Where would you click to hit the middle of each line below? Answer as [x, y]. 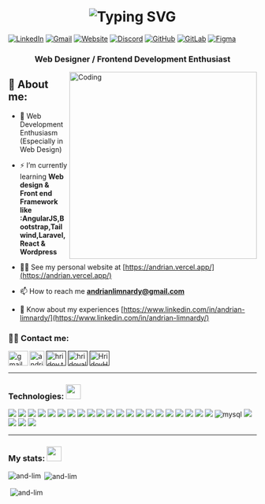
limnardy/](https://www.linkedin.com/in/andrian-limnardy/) [114, 317]
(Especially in [41, 141]
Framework [39, 202]
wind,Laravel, [43, 235]
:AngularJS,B [42, 218]
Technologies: [36, 396]
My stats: [27, 458]
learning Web [42, 176]
